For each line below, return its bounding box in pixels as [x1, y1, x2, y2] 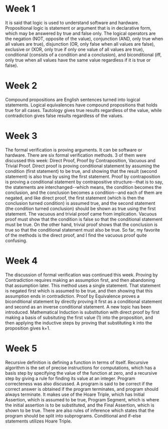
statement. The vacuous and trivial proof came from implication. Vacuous [5, 210, 157, 217]
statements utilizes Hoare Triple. [5, 418, 72, 424]
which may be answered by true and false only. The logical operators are [5, 30, 156, 36]
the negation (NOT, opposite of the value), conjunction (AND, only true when [5, 36, 163, 42]
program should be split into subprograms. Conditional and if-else [5, 412, 141, 418]
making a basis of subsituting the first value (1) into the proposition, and [5, 314, 153, 320]
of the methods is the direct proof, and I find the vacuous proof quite [5, 232, 147, 238]
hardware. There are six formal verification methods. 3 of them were [5, 152, 146, 158]
